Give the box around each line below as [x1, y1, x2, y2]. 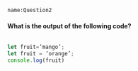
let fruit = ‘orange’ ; [7, 50, 74, 58]
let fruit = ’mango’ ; [7, 43, 65, 51]
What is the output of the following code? [7, 21, 132, 30]
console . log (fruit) [7, 57, 65, 64]
